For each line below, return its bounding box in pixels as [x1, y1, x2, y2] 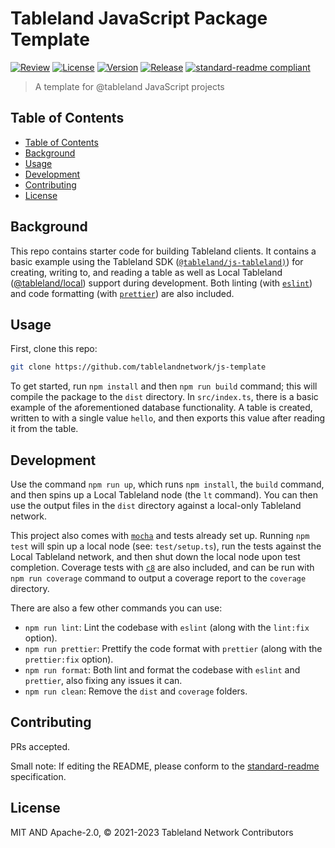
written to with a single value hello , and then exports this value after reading [10, 412, 326, 424]
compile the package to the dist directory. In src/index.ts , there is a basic [10, 391, 319, 403]
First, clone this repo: [10, 343, 98, 355]
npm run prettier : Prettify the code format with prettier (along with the [24, 643, 323, 655]
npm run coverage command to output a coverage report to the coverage [10, 572, 307, 584]
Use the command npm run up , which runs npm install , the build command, [10, 478, 325, 491]
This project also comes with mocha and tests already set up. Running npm [10, 530, 310, 542]
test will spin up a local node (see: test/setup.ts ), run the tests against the [10, 540, 322, 552]
